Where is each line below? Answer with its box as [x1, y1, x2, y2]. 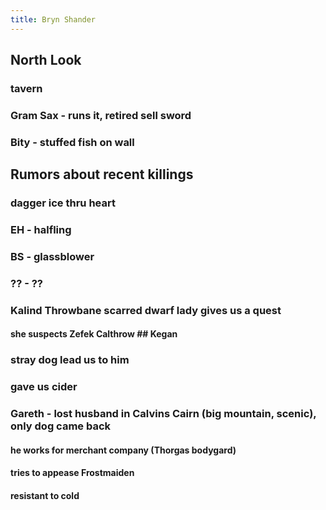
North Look [10, 52, 82, 69]
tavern [10, 81, 43, 95]
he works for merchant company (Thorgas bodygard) [10, 444, 237, 456]
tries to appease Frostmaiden [10, 467, 135, 479]
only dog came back [10, 419, 112, 433]
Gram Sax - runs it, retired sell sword [10, 108, 192, 122]
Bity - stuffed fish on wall [10, 135, 135, 149]
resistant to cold [10, 489, 80, 501]
